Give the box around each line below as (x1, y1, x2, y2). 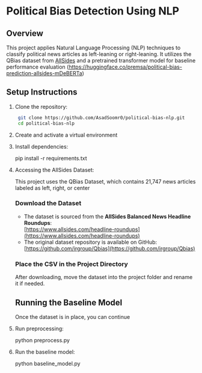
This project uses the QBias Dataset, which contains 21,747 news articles (14, 177, 196, 185)
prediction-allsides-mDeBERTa (6, 70, 82, 76)
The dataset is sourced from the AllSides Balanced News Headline (23, 212, 191, 220)
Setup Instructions (6, 87, 78, 97)
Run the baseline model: (14, 348, 75, 356)
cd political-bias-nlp (17, 120, 75, 126)
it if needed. (14, 280, 45, 287)
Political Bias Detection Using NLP (6, 4, 179, 18)
